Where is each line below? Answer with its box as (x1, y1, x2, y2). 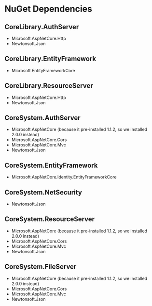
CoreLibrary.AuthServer (4, 23, 79, 31)
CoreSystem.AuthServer (4, 114, 81, 122)
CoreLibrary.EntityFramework (4, 55, 97, 63)
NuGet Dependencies (4, 3, 93, 15)
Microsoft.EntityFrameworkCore (11, 67, 75, 73)
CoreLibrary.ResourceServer (4, 81, 94, 90)
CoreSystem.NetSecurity (4, 188, 83, 196)
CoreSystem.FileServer (4, 263, 77, 271)
